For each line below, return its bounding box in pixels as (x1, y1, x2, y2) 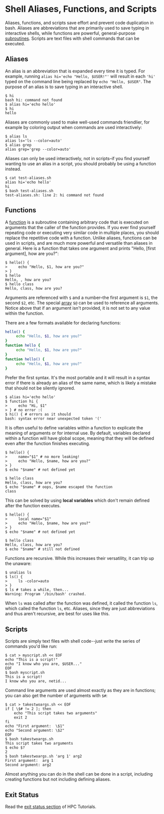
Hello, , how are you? (5, 277, 51, 282)
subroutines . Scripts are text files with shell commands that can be (5, 35, 140, 41)
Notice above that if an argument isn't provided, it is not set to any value (5, 305, 150, 311)
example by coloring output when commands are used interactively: (5, 124, 142, 130)
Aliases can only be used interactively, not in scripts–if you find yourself (5, 155, 150, 161)
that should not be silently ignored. (5, 385, 75, 391)
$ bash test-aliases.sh (5, 188, 54, 193)
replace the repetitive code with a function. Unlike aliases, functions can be (5, 235, 157, 241)
